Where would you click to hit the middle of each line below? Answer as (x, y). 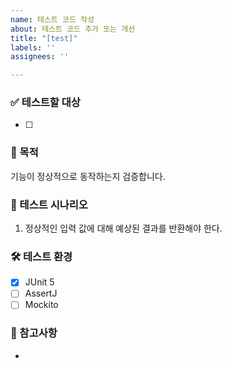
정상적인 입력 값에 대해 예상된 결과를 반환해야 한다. (123, 228)
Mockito (41, 305)
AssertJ (41, 293)
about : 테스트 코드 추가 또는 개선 (73, 29)
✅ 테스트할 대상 (45, 103)
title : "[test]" (44, 38)
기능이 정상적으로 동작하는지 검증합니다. (88, 176)
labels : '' (33, 47)
